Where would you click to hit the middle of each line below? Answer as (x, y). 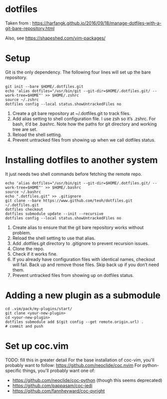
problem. (22, 232)
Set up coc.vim (37, 346)
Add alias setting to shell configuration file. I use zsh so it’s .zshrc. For (84, 118)
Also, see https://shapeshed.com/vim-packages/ (55, 38)
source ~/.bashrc (23, 192)
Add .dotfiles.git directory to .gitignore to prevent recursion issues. (81, 243)
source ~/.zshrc (22, 99)
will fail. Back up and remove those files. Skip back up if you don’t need (86, 264)
